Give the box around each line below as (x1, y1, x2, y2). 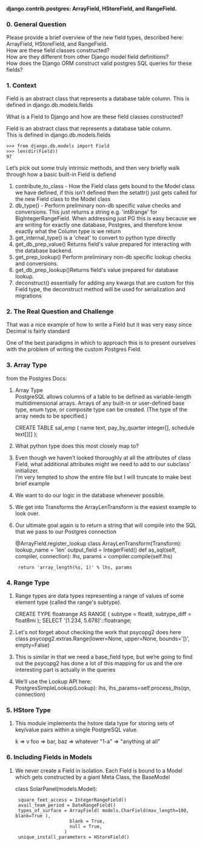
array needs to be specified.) (15, 412, 88, 419)
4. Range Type (6, 578, 50, 587)
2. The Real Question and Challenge (6, 307, 114, 316)
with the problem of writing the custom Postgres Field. (6, 346, 142, 353)
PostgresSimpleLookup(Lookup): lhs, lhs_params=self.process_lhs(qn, (15, 685, 191, 692)
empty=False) (15, 641, 50, 649)
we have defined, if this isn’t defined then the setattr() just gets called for (15, 189, 198, 197)
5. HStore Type (6, 706, 52, 714)
